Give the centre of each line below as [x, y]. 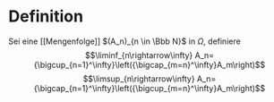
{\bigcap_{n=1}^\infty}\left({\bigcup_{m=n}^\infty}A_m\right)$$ [150, 88]
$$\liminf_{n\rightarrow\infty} [139, 55]
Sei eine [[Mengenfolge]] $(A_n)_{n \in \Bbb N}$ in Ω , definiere [124, 41]
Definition [46, 17]
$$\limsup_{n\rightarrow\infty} [139, 79]
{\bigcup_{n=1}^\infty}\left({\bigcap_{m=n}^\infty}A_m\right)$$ [150, 64]
